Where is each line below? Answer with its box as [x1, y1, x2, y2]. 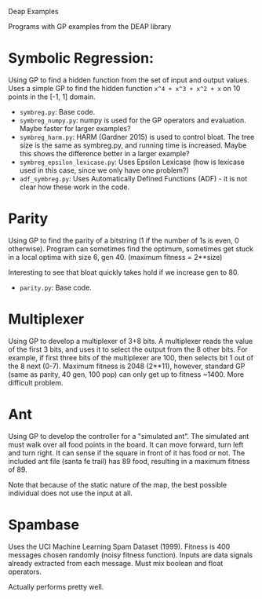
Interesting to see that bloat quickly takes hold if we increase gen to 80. [8, 267, 239, 277]
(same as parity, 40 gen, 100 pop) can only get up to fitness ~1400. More [8, 369, 245, 379]
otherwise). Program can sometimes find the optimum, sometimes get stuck [8, 243, 253, 254]
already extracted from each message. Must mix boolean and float [8, 558, 224, 568]
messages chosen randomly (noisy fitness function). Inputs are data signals [8, 550, 253, 560]
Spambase [8, 516, 80, 533]
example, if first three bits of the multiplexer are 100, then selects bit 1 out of [8, 352, 253, 362]
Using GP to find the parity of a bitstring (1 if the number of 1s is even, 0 [8, 236, 239, 245]
